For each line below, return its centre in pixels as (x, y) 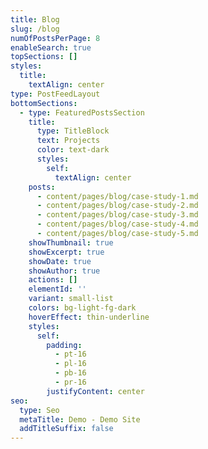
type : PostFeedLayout (55, 94)
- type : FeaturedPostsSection (82, 112)
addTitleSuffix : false (66, 429)
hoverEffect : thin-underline (89, 317)
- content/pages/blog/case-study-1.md (117, 196)
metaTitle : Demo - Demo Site (80, 419)
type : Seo (39, 410)
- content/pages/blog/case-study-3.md (117, 215)
